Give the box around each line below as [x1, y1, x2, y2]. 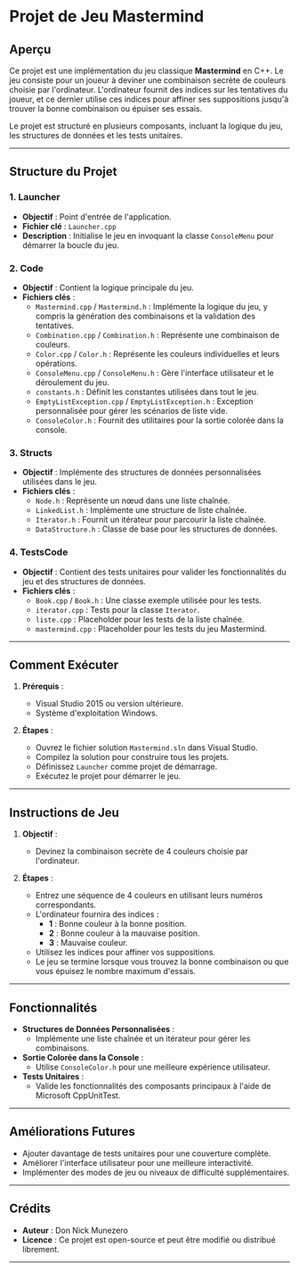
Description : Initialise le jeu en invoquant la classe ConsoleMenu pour [21, 230, 274, 241]
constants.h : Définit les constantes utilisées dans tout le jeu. [35, 386, 260, 397]
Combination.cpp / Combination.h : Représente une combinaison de [35, 329, 280, 340]
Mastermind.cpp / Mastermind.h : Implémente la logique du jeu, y [35, 301, 269, 311]
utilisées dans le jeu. [21, 476, 98, 487]
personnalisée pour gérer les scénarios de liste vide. [35, 405, 229, 416]
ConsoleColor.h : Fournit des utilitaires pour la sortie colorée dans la [35, 415, 285, 425]
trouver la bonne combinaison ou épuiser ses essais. [9, 103, 203, 113]
